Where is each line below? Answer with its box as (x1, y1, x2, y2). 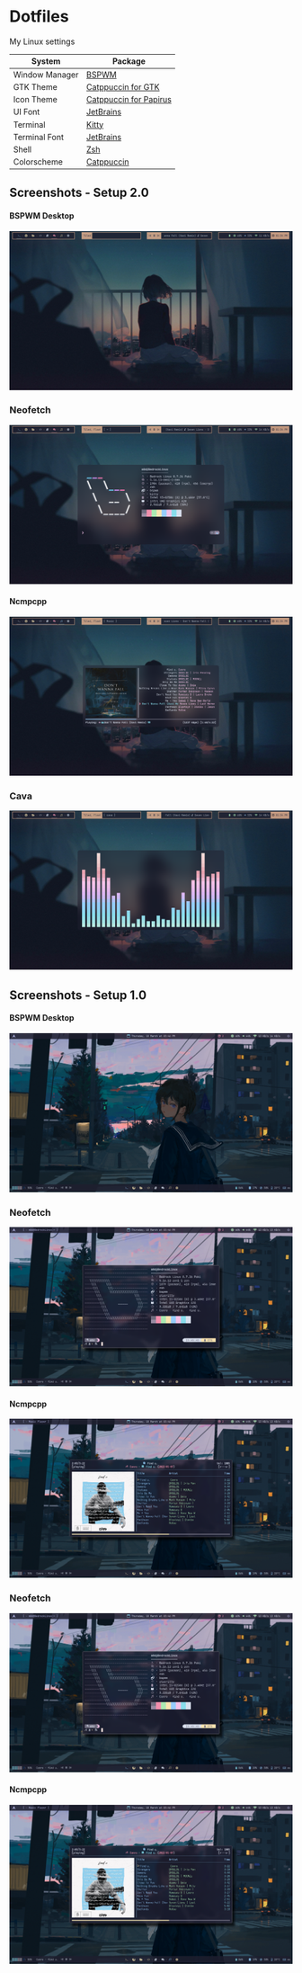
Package (111, 56, 147, 67)
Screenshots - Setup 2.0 (9, 185, 150, 201)
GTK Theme (13, 81, 58, 92)
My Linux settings (9, 36, 75, 47)
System (31, 56, 61, 67)
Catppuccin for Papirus (86, 94, 173, 105)
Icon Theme (13, 94, 58, 105)
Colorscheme (13, 156, 63, 167)
